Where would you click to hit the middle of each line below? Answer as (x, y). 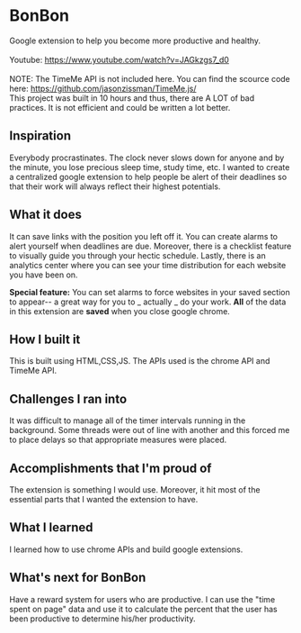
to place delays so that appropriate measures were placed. (118, 440)
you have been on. (44, 275)
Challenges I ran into (68, 398)
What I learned (51, 528)
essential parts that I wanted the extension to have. (104, 499)
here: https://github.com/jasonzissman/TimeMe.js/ (103, 88)
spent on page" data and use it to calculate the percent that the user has (143, 609)
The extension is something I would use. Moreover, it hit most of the (135, 490)
